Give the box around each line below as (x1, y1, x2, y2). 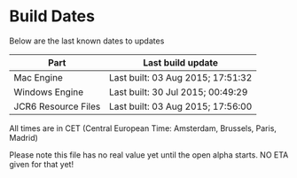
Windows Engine (13, 86, 84, 98)
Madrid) (9, 132, 38, 143)
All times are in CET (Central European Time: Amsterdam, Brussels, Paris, (9, 122, 277, 134)
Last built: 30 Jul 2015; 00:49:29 (109, 86, 248, 98)
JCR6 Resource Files (13, 100, 101, 112)
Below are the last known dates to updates (9, 35, 165, 46)
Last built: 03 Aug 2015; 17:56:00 (109, 100, 253, 112)
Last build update (143, 56, 219, 68)
